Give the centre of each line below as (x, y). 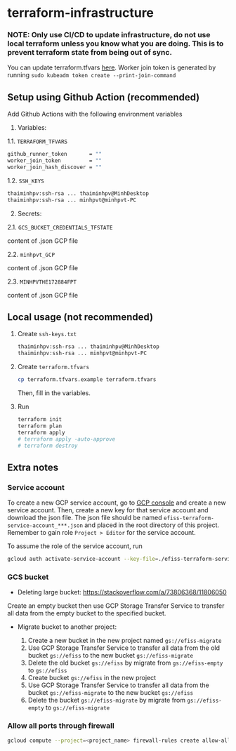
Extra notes (33, 467)
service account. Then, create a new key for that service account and (108, 510)
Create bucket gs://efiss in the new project (92, 678)
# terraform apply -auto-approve (66, 439)
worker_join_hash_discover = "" (54, 167)
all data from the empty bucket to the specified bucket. (87, 613)
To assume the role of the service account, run (75, 546)
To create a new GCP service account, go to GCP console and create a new (117, 503)
